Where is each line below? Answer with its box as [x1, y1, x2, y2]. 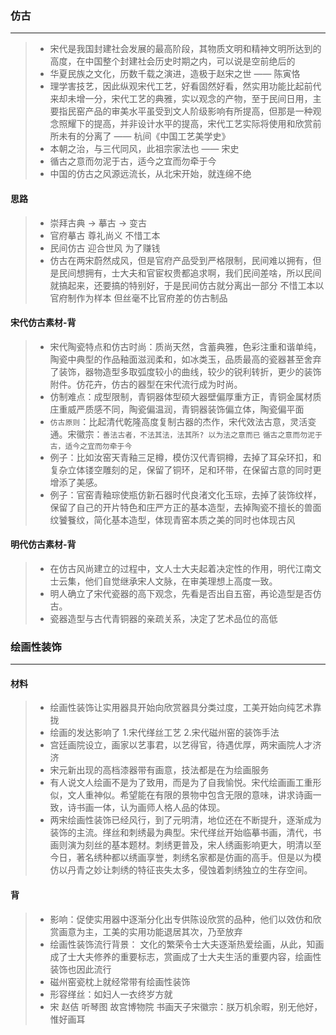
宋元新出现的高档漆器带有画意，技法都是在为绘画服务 [49, 764, 270, 776]
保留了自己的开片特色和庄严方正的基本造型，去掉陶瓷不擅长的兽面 [49, 501, 322, 513]
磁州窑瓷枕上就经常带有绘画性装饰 [49, 975, 191, 987]
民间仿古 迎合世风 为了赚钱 [49, 242, 161, 254]
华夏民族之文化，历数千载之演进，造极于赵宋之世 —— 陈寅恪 [49, 68, 301, 80]
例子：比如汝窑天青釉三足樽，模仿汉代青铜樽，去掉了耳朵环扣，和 [49, 451, 322, 463]
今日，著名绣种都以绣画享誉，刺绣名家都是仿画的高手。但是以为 [49, 852, 313, 864]
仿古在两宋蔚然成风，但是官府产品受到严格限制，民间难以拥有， [49, 254, 313, 266]
